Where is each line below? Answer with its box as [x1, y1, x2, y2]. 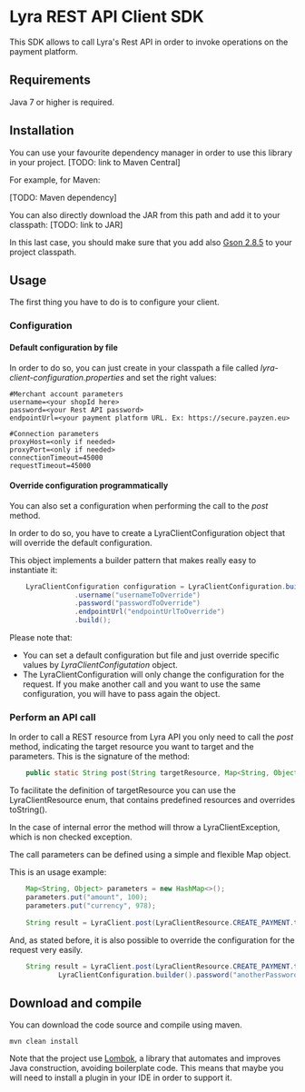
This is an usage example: [9, 867, 107, 878]
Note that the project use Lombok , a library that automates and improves [9, 1053, 281, 1064]
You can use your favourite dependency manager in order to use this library [9, 147, 293, 158]
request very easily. [9, 944, 84, 955]
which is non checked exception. [9, 831, 133, 842]
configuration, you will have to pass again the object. [22, 689, 221, 700]
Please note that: [9, 632, 73, 643]
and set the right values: [125, 372, 217, 382]
